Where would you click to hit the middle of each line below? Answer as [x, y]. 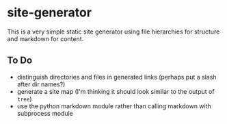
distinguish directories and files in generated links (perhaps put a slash [117, 77]
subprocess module [45, 113]
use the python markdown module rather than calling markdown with [114, 106]
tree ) [24, 99]
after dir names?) [41, 84]
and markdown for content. [45, 38]
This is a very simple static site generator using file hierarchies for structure [113, 32]
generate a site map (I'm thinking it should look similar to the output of [116, 91]
